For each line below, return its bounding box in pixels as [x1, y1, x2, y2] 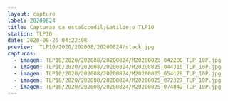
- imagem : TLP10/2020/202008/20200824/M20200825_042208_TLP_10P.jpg [14, 57, 222, 64]
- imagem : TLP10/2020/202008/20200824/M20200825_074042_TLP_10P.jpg [14, 83, 222, 90]
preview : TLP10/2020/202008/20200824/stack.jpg [7, 43, 155, 51]
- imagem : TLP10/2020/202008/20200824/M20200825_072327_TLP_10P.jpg [14, 76, 222, 84]
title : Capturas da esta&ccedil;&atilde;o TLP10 [7, 23, 155, 31]
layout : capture [7, 10, 56, 18]
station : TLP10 [7, 30, 53, 38]
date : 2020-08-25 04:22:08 [7, 37, 88, 44]
